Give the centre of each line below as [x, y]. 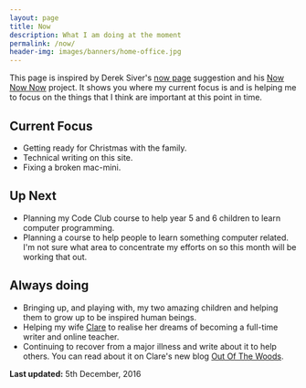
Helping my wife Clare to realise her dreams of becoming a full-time [150, 327]
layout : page [34, 18]
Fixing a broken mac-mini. [72, 167]
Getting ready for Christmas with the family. [105, 148]
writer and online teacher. [71, 336]
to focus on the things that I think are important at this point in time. [136, 98]
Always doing [49, 285]
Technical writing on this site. [78, 157]
